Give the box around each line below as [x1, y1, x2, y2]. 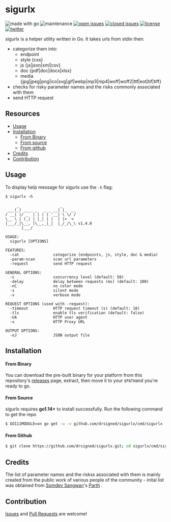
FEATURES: [5, 247, 26, 253]
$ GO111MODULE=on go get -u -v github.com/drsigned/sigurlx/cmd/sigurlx [5, 421, 163, 426]
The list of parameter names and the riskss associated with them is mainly [5, 471, 161, 478]
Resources [5, 109, 40, 118]
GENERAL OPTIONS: [5, 270, 42, 275]
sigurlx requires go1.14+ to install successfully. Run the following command [5, 406, 163, 412]
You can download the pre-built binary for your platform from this [5, 372, 142, 378]
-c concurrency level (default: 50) [10, 275, 124, 280]
